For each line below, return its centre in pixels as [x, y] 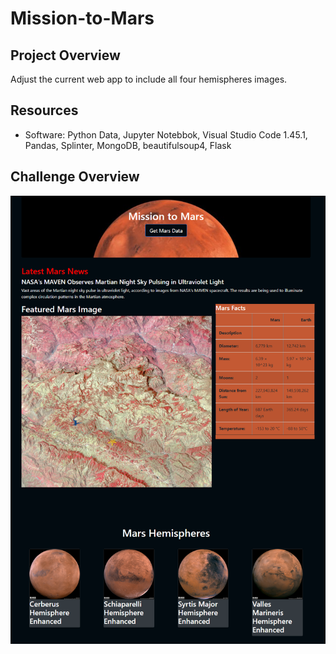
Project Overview [65, 55]
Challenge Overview [75, 177]
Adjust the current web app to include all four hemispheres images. [149, 79]
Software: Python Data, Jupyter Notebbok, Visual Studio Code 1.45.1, [166, 134]
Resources [44, 110]
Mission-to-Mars [82, 18]
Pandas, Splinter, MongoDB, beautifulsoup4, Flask [128, 145]
